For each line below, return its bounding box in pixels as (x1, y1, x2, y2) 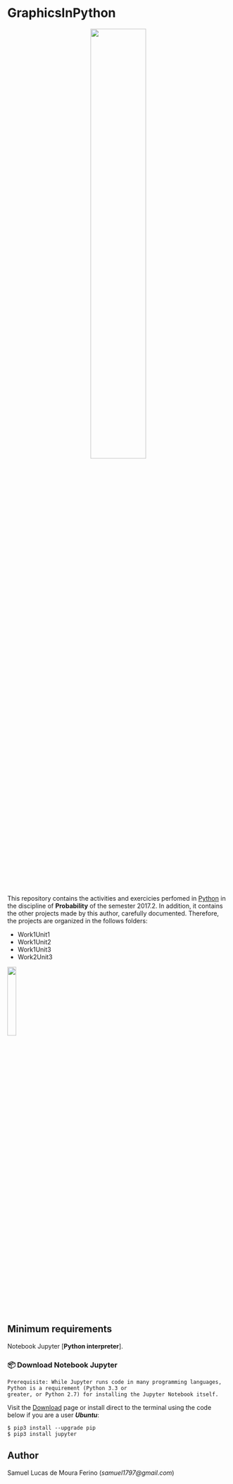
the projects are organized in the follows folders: (7, 916, 148, 925)
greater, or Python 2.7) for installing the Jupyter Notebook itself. (7, 1391, 219, 1398)
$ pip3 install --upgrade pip (7, 1425, 96, 1432)
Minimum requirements (7, 1323, 113, 1335)
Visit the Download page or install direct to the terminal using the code (7, 1404, 212, 1412)
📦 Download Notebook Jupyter (7, 1360, 118, 1370)
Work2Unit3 (17, 952, 53, 961)
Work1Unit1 (17, 930, 51, 939)
